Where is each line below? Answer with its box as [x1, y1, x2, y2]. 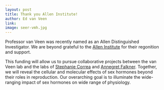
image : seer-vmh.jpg [5, 25, 48, 30]
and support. [5, 49, 31, 55]
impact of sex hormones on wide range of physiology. [22, 79, 131, 86]
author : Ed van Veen [5, 16, 48, 21]
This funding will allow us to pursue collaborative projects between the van [5, 59, 157, 65]
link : [5, 21, 16, 26]
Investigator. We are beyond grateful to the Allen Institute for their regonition [5, 44, 159, 50]
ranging [5, 79, 21, 86]
